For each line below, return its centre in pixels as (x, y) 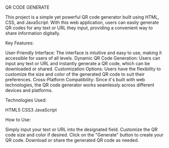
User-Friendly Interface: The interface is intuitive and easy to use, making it (84, 53)
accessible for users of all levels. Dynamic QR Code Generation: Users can (83, 58)
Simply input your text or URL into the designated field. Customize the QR (81, 129)
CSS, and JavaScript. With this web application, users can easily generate (82, 22)
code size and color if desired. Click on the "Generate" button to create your (84, 135)
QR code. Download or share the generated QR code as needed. (72, 140)
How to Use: (18, 120)
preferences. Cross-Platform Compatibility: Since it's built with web (75, 80)
